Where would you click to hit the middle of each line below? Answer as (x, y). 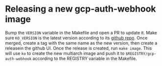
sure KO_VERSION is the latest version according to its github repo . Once (76, 38)
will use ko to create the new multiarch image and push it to (65, 53)
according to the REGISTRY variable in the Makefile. (85, 58)
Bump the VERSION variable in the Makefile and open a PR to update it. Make (81, 33)
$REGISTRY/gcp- (141, 54)
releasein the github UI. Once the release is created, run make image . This (79, 48)
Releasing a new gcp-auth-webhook (81, 9)
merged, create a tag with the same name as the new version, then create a (81, 43)
